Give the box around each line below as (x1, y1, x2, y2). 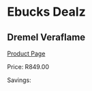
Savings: (7, 76, 32, 84)
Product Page (7, 49, 46, 57)
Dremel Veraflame (7, 31, 86, 43)
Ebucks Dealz (7, 4, 87, 20)
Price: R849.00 (7, 63, 50, 70)
